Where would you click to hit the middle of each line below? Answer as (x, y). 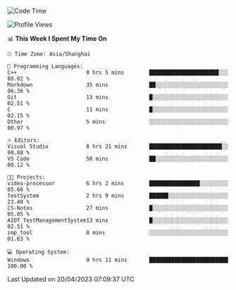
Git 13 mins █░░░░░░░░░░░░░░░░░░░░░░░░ (118, 97)
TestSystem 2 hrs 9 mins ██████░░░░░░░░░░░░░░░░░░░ (118, 196)
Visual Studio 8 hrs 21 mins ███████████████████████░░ (118, 146)
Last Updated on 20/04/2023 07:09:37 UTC (71, 279)
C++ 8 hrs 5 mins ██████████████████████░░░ (118, 72)
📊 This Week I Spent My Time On (57, 38)
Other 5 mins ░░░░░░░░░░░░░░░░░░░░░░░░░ (118, 122)
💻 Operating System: (39, 252)
